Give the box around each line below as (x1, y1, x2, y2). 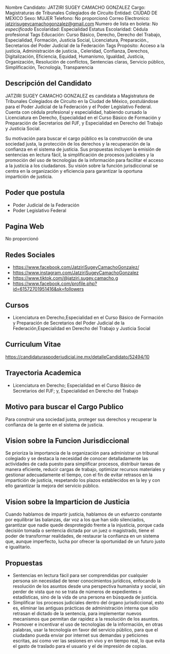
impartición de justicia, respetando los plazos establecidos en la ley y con (5, 477, 160, 483)
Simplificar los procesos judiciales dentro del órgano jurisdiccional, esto (12, 599, 164, 605)
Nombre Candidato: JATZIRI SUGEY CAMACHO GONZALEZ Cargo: (5, 5, 145, 10)
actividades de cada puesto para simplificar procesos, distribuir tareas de (5, 461, 160, 467)
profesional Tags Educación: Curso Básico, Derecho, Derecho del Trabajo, (5, 32, 162, 37)
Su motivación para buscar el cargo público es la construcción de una (5, 135, 153, 141)
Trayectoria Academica (5, 369, 82, 377)
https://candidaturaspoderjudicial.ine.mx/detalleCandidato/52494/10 (5, 354, 150, 360)
